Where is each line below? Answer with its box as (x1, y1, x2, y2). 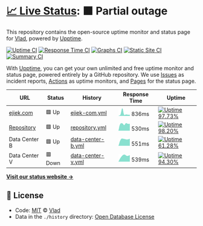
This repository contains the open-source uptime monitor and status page (6, 28, 190, 36)
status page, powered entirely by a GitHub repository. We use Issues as (6, 71, 184, 78)
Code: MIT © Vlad (14, 206, 60, 214)
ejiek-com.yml (70, 109, 107, 117)
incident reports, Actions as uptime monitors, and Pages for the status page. (6, 77, 196, 85)
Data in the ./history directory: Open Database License (14, 213, 155, 220)
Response (123, 91, 149, 98)
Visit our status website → (6, 173, 74, 180)
